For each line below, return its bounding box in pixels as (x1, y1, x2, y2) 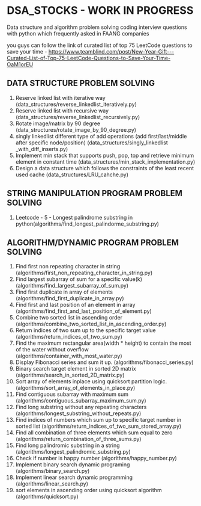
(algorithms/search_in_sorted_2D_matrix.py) (15, 371, 125, 379)
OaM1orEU (7, 61, 34, 68)
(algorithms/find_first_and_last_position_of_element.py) (15, 307, 152, 315)
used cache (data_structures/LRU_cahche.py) (15, 171, 128, 178)
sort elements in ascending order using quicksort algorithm (15, 487, 162, 494)
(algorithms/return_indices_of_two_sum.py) (15, 333, 122, 341)
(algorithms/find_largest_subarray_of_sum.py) (15, 282, 128, 289)
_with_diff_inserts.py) (15, 145, 68, 152)
